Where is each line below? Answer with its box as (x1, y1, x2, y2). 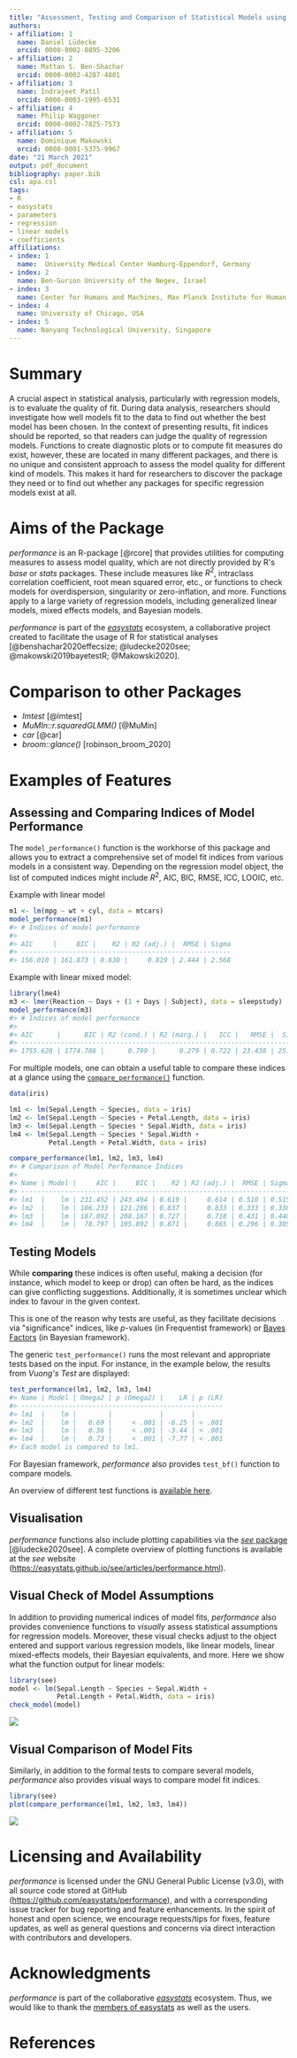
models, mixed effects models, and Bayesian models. (9, 605, 203, 616)
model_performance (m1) (9, 914, 93, 923)
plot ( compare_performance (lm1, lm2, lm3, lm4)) (9, 1800, 188, 1808)
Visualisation (9, 1511, 84, 1526)
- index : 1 (9, 251, 49, 261)
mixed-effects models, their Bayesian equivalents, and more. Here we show (9, 1649, 285, 1660)
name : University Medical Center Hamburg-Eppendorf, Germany (17, 260, 251, 269)
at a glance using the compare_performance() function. (9, 1072, 205, 1083)
